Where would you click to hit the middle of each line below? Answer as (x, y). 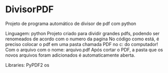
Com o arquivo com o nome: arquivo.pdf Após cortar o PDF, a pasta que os (84, 50)
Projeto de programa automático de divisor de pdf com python (71, 23)
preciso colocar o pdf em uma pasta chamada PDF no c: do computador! (82, 44)
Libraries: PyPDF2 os (27, 65)
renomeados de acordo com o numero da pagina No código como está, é (82, 39)
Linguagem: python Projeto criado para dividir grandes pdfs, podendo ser (82, 33)
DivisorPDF (30, 9)
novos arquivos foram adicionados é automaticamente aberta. (70, 55)
